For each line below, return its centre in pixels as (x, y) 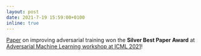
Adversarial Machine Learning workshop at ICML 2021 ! (75, 46)
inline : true (23, 23)
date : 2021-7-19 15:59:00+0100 (46, 17)
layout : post (23, 12)
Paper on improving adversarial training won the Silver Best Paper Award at (101, 40)
